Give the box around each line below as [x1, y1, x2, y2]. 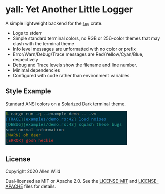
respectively [12, 56, 39, 62]
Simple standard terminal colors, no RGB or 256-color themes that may [12, 35, 160, 41]
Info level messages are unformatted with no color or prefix [12, 46, 136, 52]
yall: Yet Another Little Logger [5, 4, 133, 15]
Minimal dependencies [12, 67, 60, 73]
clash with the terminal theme [12, 40, 74, 46]
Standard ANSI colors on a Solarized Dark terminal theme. [5, 101, 126, 107]
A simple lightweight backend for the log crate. [5, 20, 103, 26]
